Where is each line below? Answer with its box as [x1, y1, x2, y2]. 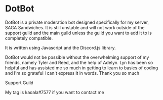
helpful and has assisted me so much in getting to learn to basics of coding [5, 65, 158, 71]
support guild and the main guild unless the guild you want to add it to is [5, 30, 152, 36]
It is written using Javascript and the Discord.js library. [5, 45, 116, 50]
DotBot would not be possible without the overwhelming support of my [5, 54, 149, 60]
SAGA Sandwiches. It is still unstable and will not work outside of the [5, 24, 145, 30]
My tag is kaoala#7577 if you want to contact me [5, 89, 105, 95]
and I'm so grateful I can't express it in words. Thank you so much [5, 70, 140, 76]
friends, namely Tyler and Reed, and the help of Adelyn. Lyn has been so [5, 59, 153, 65]
